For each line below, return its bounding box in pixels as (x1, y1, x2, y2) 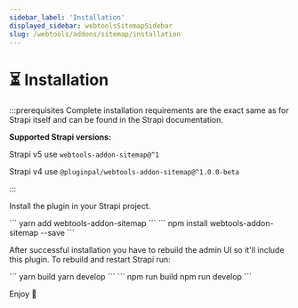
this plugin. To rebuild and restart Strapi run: (9, 255, 171, 265)
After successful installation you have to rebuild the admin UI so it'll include (9, 245, 285, 255)
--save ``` (40, 228, 76, 239)
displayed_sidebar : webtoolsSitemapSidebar (9, 21, 173, 30)
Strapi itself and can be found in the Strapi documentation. (9, 115, 224, 126)
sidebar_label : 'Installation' (9, 12, 125, 22)
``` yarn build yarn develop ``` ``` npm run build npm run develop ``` (9, 272, 252, 282)
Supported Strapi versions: (9, 132, 112, 142)
